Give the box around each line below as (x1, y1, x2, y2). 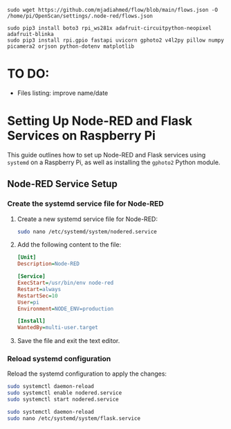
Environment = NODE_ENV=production (17, 305, 114, 312)
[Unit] (17, 254, 37, 261)
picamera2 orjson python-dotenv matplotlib (7, 43, 135, 50)
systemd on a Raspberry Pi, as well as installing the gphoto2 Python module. (7, 158, 221, 166)
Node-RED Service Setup (7, 178, 118, 190)
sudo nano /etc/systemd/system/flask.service (7, 414, 140, 422)
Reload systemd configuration (7, 354, 111, 364)
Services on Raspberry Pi (7, 128, 156, 143)
